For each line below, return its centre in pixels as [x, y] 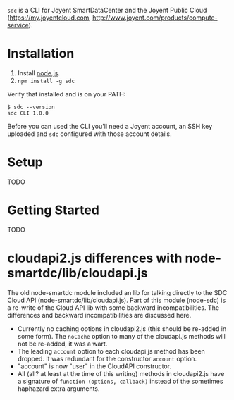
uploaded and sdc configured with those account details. [90, 134]
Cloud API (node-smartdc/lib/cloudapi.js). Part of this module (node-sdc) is [117, 300]
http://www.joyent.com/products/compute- [155, 18]
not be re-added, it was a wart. [62, 344]
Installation [41, 54]
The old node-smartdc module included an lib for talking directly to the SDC [117, 292]
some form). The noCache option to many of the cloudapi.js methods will [121, 336]
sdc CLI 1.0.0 [28, 113]
